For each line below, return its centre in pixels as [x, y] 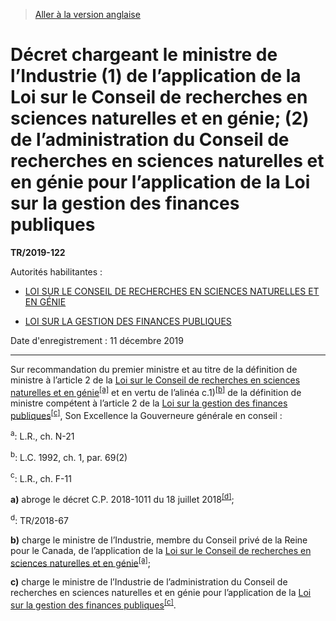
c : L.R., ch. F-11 [41, 477]
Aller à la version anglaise [87, 14]
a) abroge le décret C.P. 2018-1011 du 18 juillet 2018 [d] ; [122, 498]
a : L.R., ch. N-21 [42, 435]
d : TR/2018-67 [39, 519]
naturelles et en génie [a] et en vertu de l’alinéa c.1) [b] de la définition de [156, 391]
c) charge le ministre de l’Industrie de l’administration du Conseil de [149, 582]
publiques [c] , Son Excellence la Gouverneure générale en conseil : [146, 414]
